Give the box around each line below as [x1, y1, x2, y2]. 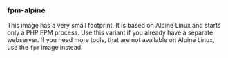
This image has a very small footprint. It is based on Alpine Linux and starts [7, 21, 221, 30]
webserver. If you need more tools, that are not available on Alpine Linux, [7, 36, 216, 44]
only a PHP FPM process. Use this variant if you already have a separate [7, 28, 213, 37]
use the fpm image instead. [7, 43, 83, 52]
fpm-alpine [7, 6, 46, 15]
